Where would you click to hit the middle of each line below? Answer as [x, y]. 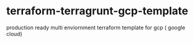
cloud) [14, 33]
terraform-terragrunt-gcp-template [97, 11]
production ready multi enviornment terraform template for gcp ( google [96, 27]
